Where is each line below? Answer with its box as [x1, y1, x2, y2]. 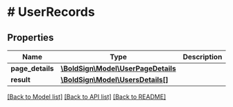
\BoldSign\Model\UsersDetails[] [60, 75, 169, 84]
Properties [7, 32, 54, 43]
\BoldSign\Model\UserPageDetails [60, 64, 177, 73]
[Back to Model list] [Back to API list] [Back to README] [7, 93, 166, 101]
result [10, 75, 31, 84]
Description [182, 52, 223, 61]
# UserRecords [7, 4, 95, 20]
